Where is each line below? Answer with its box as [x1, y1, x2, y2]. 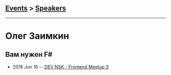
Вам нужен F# [5, 50, 52, 59]
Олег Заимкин [5, 30, 70, 42]
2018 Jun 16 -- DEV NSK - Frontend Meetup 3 [12, 63, 109, 70]
